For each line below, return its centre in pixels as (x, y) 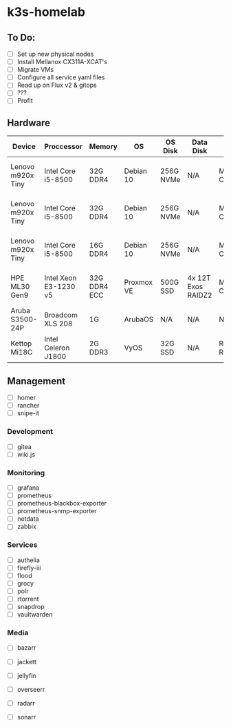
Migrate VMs (35, 70)
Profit (25, 101)
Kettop (21, 343)
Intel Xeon (60, 278)
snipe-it (28, 413)
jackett (26, 661)
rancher (28, 406)
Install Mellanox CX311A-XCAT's (62, 62)
